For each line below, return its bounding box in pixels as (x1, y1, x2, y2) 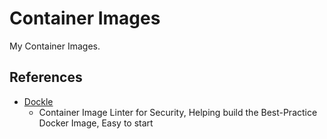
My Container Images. (9, 40, 101, 52)
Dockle (23, 95, 54, 107)
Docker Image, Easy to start (38, 117, 154, 129)
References (9, 69, 83, 86)
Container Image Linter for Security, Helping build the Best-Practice (38, 106, 318, 118)
